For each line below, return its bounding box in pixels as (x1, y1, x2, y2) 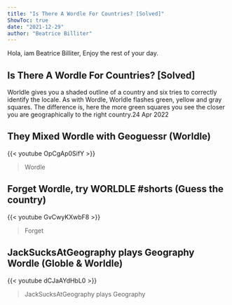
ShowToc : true (7, 17, 49, 24)
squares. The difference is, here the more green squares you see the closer (7, 103, 226, 111)
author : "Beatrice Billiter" (7, 29, 93, 37)
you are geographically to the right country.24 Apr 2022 (7, 110, 170, 119)
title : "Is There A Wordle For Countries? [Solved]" (7, 10, 165, 18)
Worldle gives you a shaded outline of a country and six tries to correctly (7, 88, 217, 97)
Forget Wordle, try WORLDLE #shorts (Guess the (7, 183, 224, 195)
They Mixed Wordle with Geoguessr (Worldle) (7, 130, 212, 142)
